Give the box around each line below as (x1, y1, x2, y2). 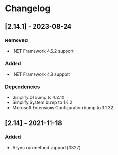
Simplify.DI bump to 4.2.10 (12, 95, 65, 100)
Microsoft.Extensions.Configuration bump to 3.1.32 (12, 105, 113, 111)
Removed (5, 37, 28, 44)
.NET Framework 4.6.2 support (12, 48, 74, 54)
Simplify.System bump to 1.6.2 (12, 99, 73, 105)
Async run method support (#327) (12, 145, 81, 151)
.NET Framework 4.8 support (12, 71, 70, 77)
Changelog (5, 3, 51, 14)
